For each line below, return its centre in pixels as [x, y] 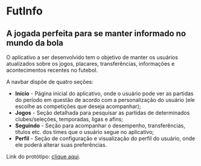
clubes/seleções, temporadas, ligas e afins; [69, 119]
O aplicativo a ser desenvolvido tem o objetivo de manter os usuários [92, 57]
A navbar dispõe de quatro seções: [50, 82]
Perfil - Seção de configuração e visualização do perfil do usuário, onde [105, 138]
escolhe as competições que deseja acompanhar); [78, 106]
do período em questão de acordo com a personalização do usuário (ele [105, 100]
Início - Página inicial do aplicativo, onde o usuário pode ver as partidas [104, 94]
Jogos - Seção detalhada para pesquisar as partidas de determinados [102, 113]
